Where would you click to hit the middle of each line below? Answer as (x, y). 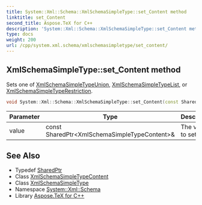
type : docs (20, 34)
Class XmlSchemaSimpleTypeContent (62, 177)
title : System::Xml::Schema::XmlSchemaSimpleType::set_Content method (96, 12)
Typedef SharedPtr (38, 170)
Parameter (25, 116)
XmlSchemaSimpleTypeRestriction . (50, 90)
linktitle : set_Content (36, 17)
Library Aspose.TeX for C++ (50, 196)
